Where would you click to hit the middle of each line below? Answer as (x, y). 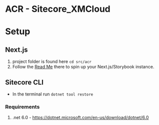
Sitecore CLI (24, 82)
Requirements (23, 107)
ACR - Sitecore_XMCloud (58, 9)
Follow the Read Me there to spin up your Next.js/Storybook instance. (83, 67)
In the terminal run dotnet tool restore (53, 94)
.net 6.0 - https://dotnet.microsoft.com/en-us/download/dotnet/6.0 (80, 118)
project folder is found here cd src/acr (52, 62)
